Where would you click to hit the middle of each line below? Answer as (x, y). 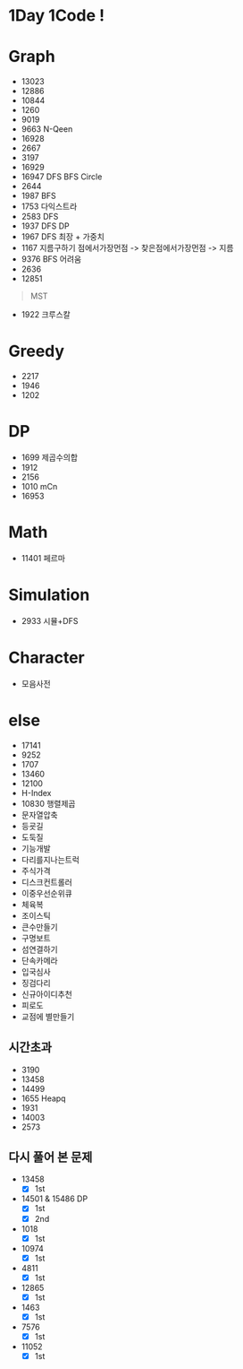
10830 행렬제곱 (48, 803)
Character (47, 658)
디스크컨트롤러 (46, 882)
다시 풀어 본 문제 (50, 1157)
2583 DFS (40, 217)
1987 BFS (39, 196)
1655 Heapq (43, 1098)
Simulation (49, 595)
